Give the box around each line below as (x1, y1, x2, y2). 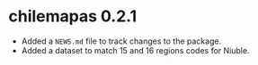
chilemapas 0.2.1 (8, 6, 138, 27)
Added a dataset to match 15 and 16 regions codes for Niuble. (21, 45, 250, 55)
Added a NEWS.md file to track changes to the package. (21, 36, 222, 46)
